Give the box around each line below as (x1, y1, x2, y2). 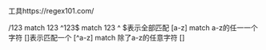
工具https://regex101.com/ (8, 6, 95, 15)
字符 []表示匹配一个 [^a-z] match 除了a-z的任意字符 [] (8, 33, 185, 42)
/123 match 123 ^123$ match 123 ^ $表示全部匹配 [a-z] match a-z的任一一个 (8, 23, 258, 33)
